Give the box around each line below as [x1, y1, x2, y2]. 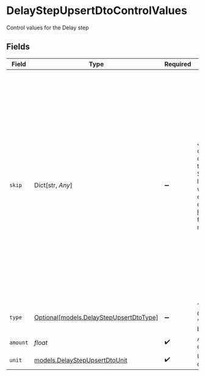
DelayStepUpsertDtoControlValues [6, 4, 187, 18]
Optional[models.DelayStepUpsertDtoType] [34, 313, 159, 322]
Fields [6, 42, 31, 52]
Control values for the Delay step [6, 24, 90, 31]
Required [164, 59, 192, 68]
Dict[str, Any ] [34, 181, 73, 190]
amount [9, 339, 29, 346]
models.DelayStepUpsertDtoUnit [34, 356, 128, 364]
